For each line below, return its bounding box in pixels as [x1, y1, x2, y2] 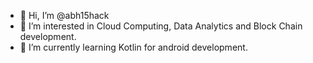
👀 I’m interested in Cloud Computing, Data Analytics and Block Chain [19, 20, 303, 32]
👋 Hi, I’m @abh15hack [19, 10, 110, 21]
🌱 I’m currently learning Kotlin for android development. [19, 41, 248, 53]
